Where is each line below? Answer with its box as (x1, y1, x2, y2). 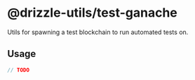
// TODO (7, 66, 30, 74)
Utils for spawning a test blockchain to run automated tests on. (7, 28, 189, 36)
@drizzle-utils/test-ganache (7, 5, 177, 21)
